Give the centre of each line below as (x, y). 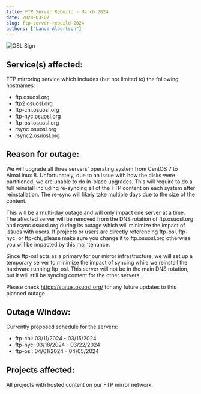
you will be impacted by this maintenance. (58, 244)
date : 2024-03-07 (28, 17)
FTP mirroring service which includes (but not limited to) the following (92, 79)
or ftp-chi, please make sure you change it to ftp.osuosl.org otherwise (104, 238)
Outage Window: (38, 312)
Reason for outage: (43, 154)
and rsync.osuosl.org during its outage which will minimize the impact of (96, 225)
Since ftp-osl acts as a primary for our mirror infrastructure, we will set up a (100, 256)
